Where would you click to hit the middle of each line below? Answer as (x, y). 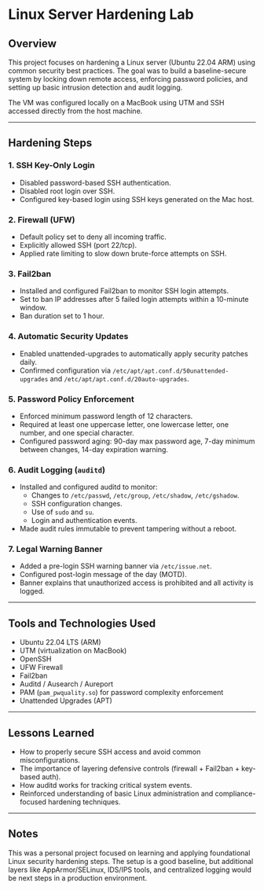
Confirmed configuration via (65, 370)
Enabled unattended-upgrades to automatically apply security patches (134, 353)
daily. (28, 362)
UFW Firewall (41, 667)
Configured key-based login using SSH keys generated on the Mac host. (137, 199)
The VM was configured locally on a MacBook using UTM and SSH (116, 103)
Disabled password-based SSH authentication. (95, 182)
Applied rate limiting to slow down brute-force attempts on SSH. (123, 253)
